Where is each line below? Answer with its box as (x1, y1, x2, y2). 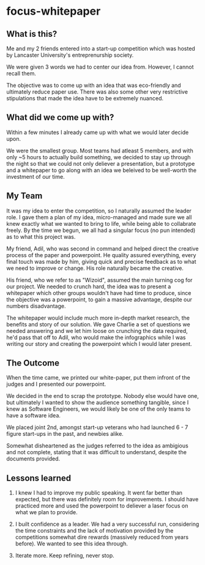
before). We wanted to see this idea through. (15, 540, 129, 547)
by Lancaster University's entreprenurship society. (6, 51, 134, 59)
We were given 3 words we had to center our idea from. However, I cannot (6, 63, 194, 70)
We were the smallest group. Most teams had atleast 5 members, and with (6, 147, 194, 154)
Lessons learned (6, 473, 72, 483)
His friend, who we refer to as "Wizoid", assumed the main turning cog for (6, 276, 193, 283)
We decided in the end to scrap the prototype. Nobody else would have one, (6, 392, 199, 400)
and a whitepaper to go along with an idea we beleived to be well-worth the (6, 167, 197, 174)
